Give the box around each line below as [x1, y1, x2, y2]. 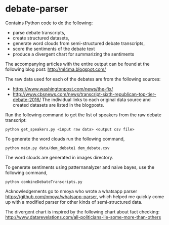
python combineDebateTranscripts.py [5, 179, 82, 185]
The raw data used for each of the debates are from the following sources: [5, 76, 161, 82]
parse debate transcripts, [12, 29, 66, 35]
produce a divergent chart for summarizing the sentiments [12, 51, 135, 57]
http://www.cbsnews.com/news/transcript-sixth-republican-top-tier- [12, 91, 156, 97]
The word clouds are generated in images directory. [5, 154, 113, 160]
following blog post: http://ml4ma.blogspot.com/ [5, 66, 106, 72]
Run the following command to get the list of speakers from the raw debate [5, 112, 162, 118]
